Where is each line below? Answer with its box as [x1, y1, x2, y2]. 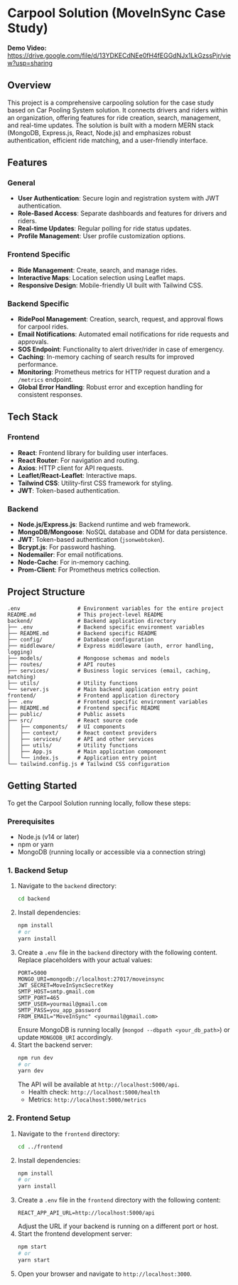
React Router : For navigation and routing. [17, 456, 140, 464]
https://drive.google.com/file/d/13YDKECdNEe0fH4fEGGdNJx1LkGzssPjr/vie [7, 51, 231, 60]
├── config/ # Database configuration [7, 636, 154, 643]
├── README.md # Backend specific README [7, 629, 158, 637]
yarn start [17, 1257, 50, 1264]
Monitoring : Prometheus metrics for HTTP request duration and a [17, 368, 211, 376]
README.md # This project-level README [7, 611, 163, 618]
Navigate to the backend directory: [17, 882, 117, 890]
